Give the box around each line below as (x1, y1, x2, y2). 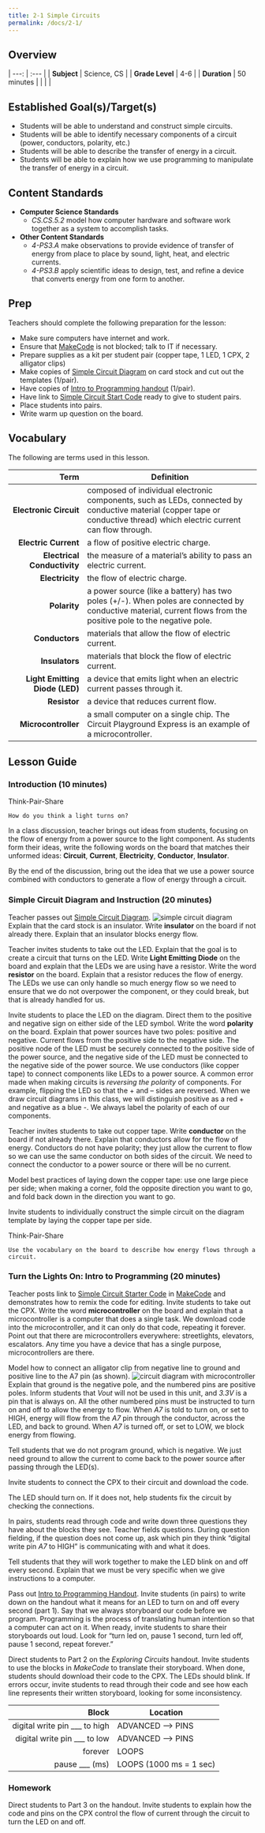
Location (149, 1707, 184, 1718)
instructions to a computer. (8, 1573, 96, 1583)
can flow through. (86, 524, 152, 535)
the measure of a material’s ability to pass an (86, 549, 252, 560)
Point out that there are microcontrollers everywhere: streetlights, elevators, (8, 1331, 255, 1340)
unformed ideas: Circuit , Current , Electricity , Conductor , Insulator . (8, 851, 230, 860)
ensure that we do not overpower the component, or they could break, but (8, 986, 249, 995)
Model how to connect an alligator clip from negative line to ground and (8, 1363, 241, 1372)
